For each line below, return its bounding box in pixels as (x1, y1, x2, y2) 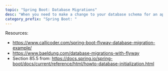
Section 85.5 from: (12, 56, 51, 62)
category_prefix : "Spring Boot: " (5, 16, 77, 21)
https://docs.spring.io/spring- (51, 56, 113, 62)
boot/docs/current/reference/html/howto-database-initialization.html (12, 61, 154, 67)
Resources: (5, 30, 28, 36)
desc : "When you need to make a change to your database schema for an (5, 12, 157, 17)
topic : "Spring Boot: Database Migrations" (5, 7, 97, 12)
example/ (12, 45, 32, 51)
